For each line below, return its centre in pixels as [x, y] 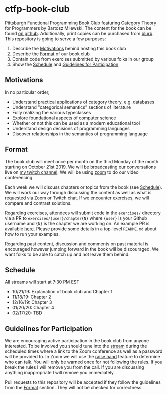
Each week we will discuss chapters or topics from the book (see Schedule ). [83, 187]
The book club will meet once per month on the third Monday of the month [82, 161]
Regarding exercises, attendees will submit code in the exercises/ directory [83, 213]
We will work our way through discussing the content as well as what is [78, 192]
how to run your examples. [32, 234]
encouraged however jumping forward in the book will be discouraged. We [82, 249]
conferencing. [19, 177]
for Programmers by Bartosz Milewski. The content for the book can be [78, 28]
